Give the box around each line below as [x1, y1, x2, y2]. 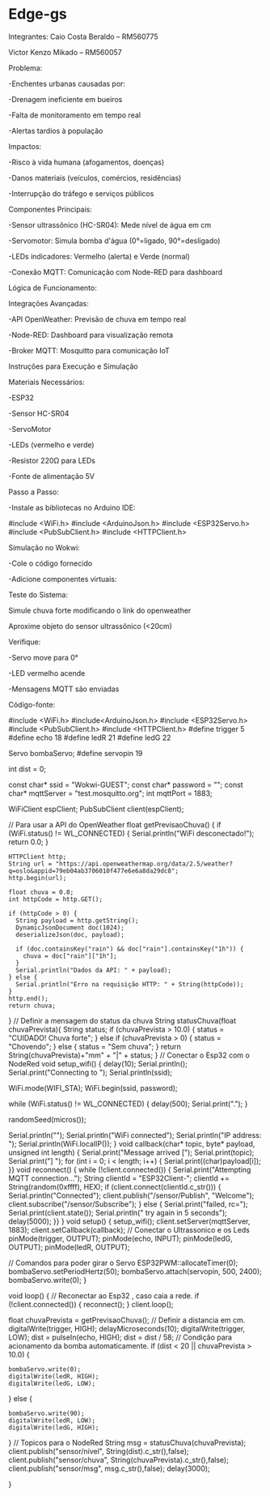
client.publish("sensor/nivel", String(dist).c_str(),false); [8, 1446, 189, 1455]
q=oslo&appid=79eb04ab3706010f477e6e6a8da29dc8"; [8, 866, 179, 875]
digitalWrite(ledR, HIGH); [8, 1372, 99, 1380]
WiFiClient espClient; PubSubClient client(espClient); [8, 804, 184, 814]
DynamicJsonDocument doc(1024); [15, 923, 125, 932]
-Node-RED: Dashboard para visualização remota [8, 330, 174, 340]
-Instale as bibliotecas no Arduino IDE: [8, 502, 136, 512]
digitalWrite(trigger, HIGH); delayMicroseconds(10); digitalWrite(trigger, [8, 1323, 246, 1333]
